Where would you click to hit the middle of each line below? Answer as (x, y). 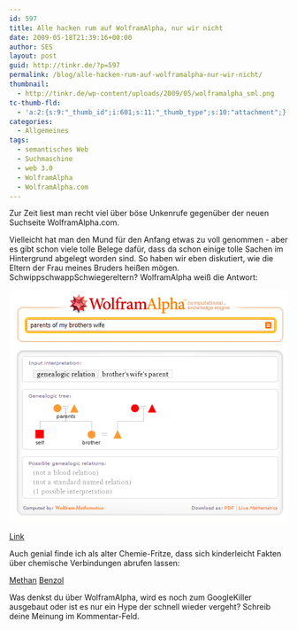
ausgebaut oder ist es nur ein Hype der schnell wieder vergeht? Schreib (140, 606)
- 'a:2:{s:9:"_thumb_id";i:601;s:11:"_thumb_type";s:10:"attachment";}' (154, 112)
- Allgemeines (43, 131)
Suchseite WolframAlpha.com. (64, 222)
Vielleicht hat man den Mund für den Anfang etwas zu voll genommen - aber (148, 240)
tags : (19, 140)
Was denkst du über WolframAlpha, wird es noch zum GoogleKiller (130, 597)
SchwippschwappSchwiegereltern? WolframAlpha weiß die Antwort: (133, 277)
